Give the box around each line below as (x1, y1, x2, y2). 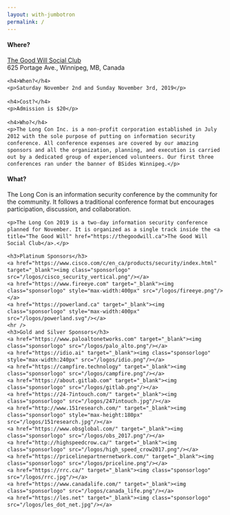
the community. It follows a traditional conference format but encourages (7, 197, 215, 206)
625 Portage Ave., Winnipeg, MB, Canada (7, 63, 125, 72)
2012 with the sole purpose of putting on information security (7, 133, 196, 139)
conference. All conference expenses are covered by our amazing (7, 139, 198, 146)
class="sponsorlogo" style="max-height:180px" (7, 411, 143, 418)
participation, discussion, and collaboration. (7, 204, 132, 213)
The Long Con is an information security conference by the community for (7, 190, 218, 198)
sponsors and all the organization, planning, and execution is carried (7, 146, 220, 153)
